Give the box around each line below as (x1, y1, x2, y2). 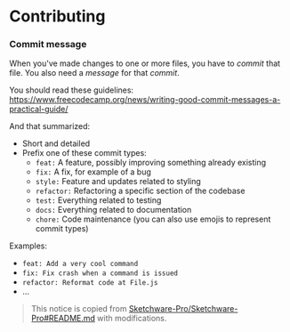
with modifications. (97, 313, 167, 324)
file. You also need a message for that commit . (9, 68, 180, 78)
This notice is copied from (30, 304, 127, 314)
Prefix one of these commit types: (21, 148, 147, 158)
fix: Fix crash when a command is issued (21, 269, 178, 278)
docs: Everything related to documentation (35, 205, 192, 215)
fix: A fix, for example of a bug (35, 166, 151, 177)
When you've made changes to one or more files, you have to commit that (9, 58, 281, 69)
